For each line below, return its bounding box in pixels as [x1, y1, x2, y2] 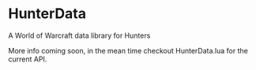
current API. [8, 54, 47, 64]
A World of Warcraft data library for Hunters [8, 31, 151, 40]
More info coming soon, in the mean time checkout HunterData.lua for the [8, 46, 249, 55]
